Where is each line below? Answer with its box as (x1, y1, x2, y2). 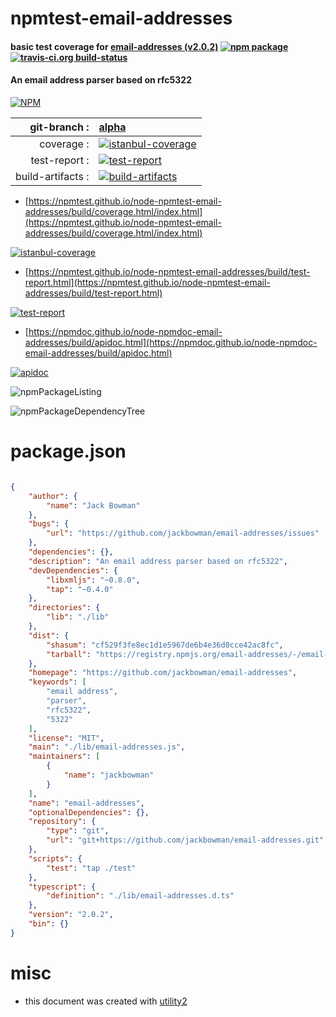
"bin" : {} (28, 919, 70, 929)
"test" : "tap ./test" (46, 863, 137, 873)
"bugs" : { (28, 519, 70, 529)
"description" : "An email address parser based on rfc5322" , (28, 556, 288, 566)
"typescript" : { (28, 882, 97, 892)
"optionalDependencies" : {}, (28, 807, 150, 817)
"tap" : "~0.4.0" (46, 584, 114, 594)
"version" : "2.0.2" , (28, 910, 114, 920)
